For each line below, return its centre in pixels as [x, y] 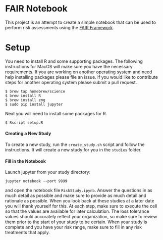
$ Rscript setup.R [24, 122]
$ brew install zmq [25, 100]
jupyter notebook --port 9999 [36, 181]
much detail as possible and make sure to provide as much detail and [76, 195]
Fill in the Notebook [26, 161]
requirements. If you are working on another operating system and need [79, 72]
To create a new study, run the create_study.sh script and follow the [75, 144]
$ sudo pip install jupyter [34, 104]
